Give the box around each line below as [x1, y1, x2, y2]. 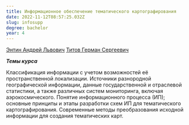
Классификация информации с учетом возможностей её [6, 69, 149, 76]
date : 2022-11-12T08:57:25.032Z [6, 14, 85, 20]
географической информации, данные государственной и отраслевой [6, 81, 183, 88]
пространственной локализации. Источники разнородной [6, 75, 152, 82]
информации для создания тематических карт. [6, 112, 124, 120]
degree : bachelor [6, 25, 49, 31]
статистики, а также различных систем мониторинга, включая [6, 88, 163, 95]
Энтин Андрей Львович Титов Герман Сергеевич [6, 46, 129, 53]
